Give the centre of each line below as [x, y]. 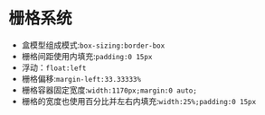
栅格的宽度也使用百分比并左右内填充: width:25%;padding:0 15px [139, 101]
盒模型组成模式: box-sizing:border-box [93, 45]
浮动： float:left [54, 67]
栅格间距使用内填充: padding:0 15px [87, 56]
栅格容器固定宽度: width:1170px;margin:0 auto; [109, 90]
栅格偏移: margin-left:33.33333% [81, 78]
